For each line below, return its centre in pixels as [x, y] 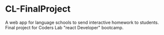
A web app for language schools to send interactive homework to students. [82, 22]
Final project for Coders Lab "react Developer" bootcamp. [64, 27]
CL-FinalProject [38, 9]
